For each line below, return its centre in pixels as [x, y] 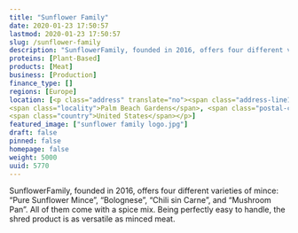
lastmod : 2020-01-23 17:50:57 [65, 34]
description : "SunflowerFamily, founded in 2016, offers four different [146, 50]
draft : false [33, 133]
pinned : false [35, 141]
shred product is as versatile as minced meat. [92, 219]
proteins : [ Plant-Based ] [55, 58]
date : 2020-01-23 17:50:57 [59, 26]
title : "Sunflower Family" [59, 17]
